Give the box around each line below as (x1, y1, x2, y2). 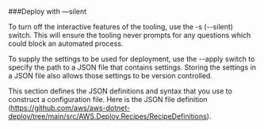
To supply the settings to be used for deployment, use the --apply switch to (8, 55, 255, 63)
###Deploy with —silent (8, 7, 87, 16)
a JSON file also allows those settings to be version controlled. (8, 71, 212, 80)
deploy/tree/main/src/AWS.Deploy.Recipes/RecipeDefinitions (8, 112, 208, 121)
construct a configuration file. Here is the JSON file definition (8, 95, 208, 104)
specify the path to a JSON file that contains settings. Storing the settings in (8, 63, 256, 72)
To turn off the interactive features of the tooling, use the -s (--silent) (8, 22, 234, 31)
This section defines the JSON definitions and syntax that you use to (8, 86, 232, 96)
